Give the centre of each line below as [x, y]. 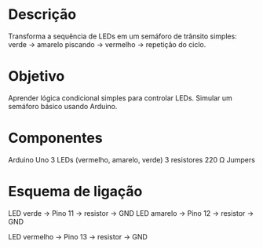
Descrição [42, 15]
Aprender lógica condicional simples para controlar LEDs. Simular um [121, 98]
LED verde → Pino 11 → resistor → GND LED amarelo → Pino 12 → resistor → [131, 213]
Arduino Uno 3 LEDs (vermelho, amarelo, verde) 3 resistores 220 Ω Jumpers [131, 159]
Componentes [56, 138]
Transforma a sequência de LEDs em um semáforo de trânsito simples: [122, 36]
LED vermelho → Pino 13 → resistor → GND [78, 236]
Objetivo [37, 77]
